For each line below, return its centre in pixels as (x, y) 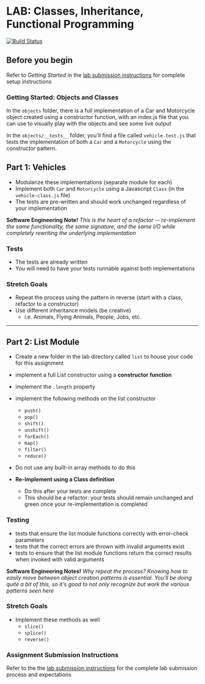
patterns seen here (30, 591)
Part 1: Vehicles (36, 167)
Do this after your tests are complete (70, 491)
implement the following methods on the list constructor (85, 398)
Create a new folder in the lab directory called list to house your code (104, 357)
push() (33, 411)
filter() (35, 450)
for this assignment (39, 363)
